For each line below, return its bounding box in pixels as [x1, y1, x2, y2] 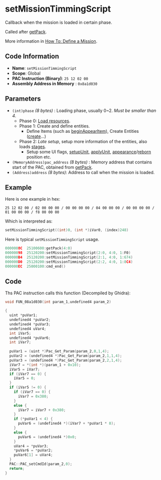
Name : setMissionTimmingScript [12, 65, 77, 71]
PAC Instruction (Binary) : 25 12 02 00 [12, 75, 88, 81]
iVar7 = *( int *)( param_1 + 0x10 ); [9, 362, 81, 367]
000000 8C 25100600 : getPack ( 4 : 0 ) [5, 246, 73, 251]
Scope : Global [12, 70, 41, 76]
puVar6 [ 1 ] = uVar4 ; [14, 452, 53, 458]
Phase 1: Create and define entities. [19, 123, 90, 129]
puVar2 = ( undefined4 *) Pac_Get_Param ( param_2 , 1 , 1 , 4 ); [9, 353, 122, 358]
